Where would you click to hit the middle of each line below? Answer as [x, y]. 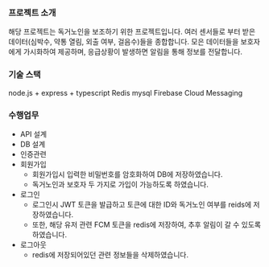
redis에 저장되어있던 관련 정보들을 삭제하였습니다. [110, 254]
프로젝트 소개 [32, 12]
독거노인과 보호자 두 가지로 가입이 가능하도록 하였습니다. [120, 184]
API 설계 [33, 133]
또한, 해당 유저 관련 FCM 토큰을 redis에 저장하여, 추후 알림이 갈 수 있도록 [147, 224]
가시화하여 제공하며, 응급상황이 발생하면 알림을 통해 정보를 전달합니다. [133, 52]
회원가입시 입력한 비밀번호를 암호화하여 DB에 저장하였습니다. [127, 174]
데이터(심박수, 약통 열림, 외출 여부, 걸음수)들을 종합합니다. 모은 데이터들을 [124, 42]
